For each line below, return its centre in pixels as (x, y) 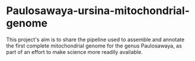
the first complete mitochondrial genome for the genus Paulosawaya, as (94, 46)
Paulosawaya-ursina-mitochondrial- (98, 11)
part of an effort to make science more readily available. (75, 52)
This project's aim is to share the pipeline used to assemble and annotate (95, 39)
